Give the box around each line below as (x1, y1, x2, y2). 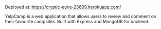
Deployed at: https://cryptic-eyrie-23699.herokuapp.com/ (5, 4, 122, 10)
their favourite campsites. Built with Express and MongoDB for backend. (5, 19, 150, 24)
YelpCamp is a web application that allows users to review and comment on (5, 14, 157, 19)
